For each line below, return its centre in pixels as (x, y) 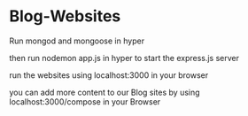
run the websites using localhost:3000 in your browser (109, 75)
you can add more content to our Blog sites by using (105, 92)
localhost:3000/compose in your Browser (85, 101)
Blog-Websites (65, 16)
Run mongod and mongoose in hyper (77, 41)
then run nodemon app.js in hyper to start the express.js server (124, 58)
